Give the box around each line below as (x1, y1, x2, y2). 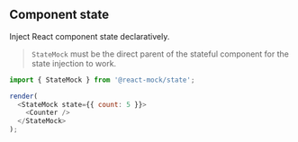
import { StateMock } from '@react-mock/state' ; (9, 75, 195, 84)
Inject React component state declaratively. (9, 31, 170, 41)
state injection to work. (31, 58, 117, 68)
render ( (9, 92, 39, 101)
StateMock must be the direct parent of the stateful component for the (31, 49, 290, 59)
